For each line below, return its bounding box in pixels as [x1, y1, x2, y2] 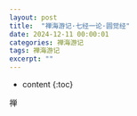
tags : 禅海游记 [9, 46, 60, 55]
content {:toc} [21, 79, 74, 89]
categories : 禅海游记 [9, 37, 85, 47]
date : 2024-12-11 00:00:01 [9, 29, 109, 38]
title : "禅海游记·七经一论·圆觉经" [9, 21, 131, 30]
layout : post [9, 12, 58, 22]
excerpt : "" [9, 54, 53, 63]
